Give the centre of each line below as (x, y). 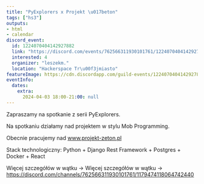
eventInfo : (20, 80)
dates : (20, 86)
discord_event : (25, 40)
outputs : (17, 23)
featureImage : (24, 74)
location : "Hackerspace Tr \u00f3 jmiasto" (65, 69)
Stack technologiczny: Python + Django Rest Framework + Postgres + (93, 149)
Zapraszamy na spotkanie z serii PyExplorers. (63, 114)
